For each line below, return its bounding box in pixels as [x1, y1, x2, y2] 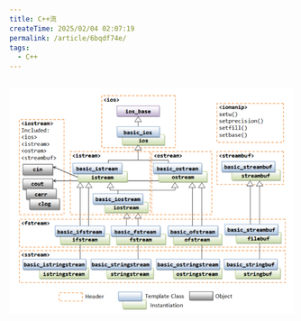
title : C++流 [9, 14, 57, 23]
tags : [9, 43, 30, 52]
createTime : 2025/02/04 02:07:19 [9, 23, 135, 33]
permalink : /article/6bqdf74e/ [9, 33, 127, 42]
